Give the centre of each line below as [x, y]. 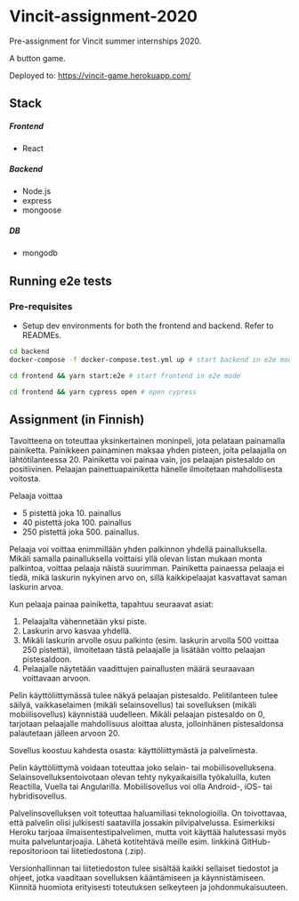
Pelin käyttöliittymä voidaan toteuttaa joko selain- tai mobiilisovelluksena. [143, 768]
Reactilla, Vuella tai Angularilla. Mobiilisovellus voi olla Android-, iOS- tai [141, 787]
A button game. [37, 58]
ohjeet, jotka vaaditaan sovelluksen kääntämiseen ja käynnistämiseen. [137, 878]
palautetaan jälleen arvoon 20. [65, 733]
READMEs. [42, 334]
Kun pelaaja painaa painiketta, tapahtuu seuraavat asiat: [111, 604]
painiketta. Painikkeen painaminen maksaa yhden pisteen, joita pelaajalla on [148, 450]
